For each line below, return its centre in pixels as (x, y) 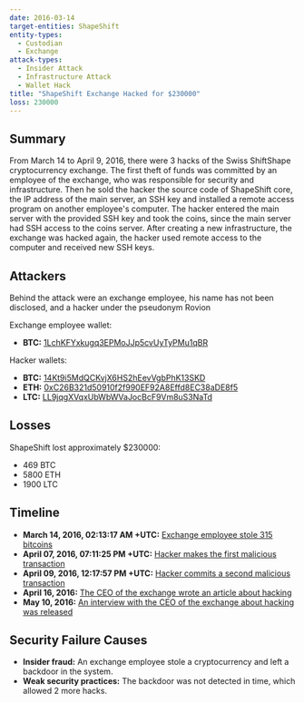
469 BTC (39, 464)
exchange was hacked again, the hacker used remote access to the (136, 238)
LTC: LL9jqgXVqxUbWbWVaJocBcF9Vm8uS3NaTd (118, 397)
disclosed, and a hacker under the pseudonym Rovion (110, 308)
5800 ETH (42, 474)
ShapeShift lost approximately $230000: (85, 447)
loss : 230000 (34, 102)
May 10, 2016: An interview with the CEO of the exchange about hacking (158, 602)
